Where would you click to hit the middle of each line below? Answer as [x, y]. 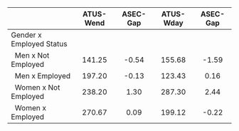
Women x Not [37, 87]
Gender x [26, 35]
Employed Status [39, 44]
